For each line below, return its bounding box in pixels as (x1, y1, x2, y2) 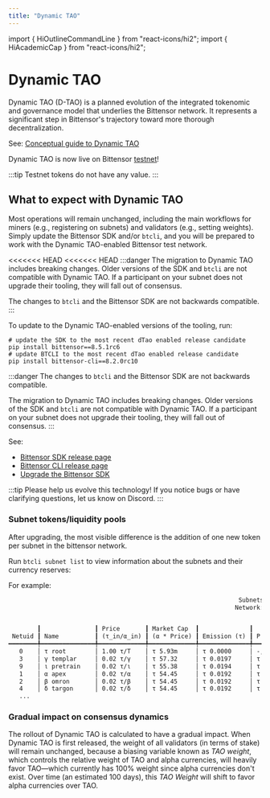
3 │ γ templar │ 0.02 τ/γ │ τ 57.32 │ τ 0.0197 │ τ (18, 655, 261, 663)
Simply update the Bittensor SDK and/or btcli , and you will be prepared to (8, 231, 255, 241)
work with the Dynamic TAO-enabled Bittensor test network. (8, 240, 207, 249)
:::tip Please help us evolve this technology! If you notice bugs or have (8, 485, 240, 495)
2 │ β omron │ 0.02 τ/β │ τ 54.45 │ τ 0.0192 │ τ (18, 677, 261, 685)
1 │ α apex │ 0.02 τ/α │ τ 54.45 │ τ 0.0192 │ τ (18, 669, 261, 678)
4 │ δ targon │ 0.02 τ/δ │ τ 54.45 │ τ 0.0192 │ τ (18, 685, 261, 693)
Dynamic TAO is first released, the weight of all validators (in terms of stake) (8, 738, 260, 748)
